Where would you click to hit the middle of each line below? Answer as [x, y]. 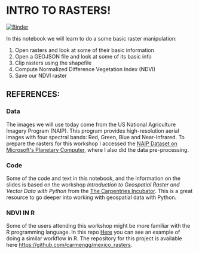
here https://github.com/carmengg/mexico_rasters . [69, 245]
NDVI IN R [20, 213]
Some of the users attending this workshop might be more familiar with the [98, 226]
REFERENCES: [33, 94]
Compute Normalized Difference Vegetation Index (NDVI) [85, 69]
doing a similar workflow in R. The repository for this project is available [94, 238]
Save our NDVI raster [41, 75]
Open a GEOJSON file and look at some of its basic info [83, 56]
